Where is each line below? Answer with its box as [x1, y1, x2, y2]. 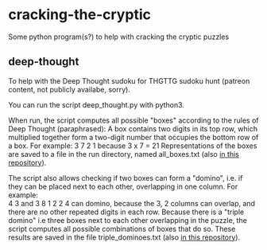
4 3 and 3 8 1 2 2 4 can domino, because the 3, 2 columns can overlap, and [8, 198, 256, 208]
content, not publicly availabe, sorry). [8, 84, 131, 94]
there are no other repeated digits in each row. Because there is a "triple [8, 207, 245, 217]
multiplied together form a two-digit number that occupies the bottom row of [8, 132, 259, 142]
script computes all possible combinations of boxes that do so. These [8, 224, 236, 233]
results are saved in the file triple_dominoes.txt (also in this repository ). [8, 232, 241, 242]
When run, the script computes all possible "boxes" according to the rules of [8, 115, 259, 125]
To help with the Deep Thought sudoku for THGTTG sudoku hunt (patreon [8, 76, 250, 85]
